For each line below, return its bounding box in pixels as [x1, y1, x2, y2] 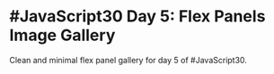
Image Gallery [9, 25, 116, 45]
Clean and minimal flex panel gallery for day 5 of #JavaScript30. [9, 54, 247, 65]
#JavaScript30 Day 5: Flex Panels [9, 6, 266, 27]
